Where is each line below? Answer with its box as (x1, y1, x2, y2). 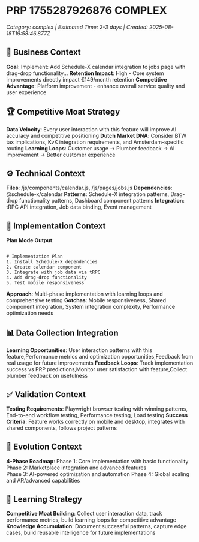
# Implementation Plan (6, 254, 63, 260)
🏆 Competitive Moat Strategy (6, 107, 120, 117)
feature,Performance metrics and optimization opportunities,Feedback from (6, 353, 194, 360)
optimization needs (6, 309, 54, 317)
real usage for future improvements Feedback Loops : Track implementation (6, 359, 194, 366)
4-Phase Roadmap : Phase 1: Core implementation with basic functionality (6, 457, 189, 465)
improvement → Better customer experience (6, 151, 116, 158)
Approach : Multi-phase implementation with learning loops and (6, 290, 163, 297)
